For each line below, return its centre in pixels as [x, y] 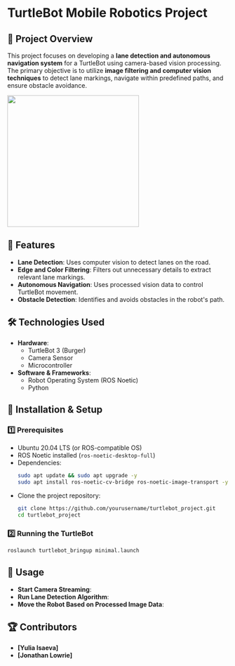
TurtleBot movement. [48, 292]
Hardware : [33, 342]
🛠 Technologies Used [56, 322]
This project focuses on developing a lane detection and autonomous [109, 55]
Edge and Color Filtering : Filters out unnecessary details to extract [114, 269]
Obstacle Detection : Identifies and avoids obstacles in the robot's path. [121, 299]
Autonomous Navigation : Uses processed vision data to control [110, 284]
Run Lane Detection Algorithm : [63, 597]
